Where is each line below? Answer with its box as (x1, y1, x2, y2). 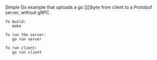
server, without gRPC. (5, 9, 51, 15)
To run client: (5, 45, 37, 50)
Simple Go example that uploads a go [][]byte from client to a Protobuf (5, 4, 152, 10)
